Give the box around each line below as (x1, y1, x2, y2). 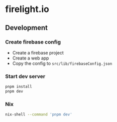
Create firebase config (5, 38, 61, 45)
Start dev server (5, 72, 46, 79)
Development (5, 23, 48, 32)
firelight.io (5, 3, 50, 15)
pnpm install (5, 84, 32, 89)
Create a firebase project (12, 49, 64, 55)
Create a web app (12, 55, 49, 61)
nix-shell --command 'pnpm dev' (5, 112, 72, 117)
